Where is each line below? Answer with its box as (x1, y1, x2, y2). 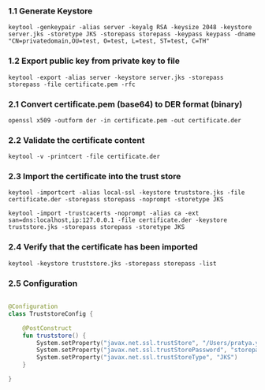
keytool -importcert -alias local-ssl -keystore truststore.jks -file (8, 189, 245, 197)
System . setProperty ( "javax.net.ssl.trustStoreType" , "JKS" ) (36, 354, 238, 362)
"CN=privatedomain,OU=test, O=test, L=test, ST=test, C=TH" (8, 37, 211, 45)
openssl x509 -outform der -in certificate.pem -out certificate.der (8, 116, 242, 124)
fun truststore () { (22, 332, 87, 339)
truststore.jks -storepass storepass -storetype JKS (8, 223, 185, 231)
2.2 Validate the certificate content (8, 134, 145, 145)
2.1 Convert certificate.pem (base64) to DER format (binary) (8, 99, 243, 110)
